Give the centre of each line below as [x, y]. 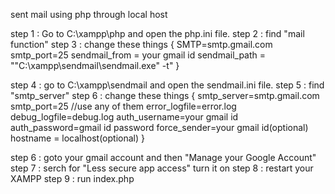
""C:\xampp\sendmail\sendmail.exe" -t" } [95, 65]
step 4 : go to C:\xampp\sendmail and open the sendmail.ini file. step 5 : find [167, 85]
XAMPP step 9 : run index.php [72, 178]
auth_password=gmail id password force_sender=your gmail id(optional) [159, 127]
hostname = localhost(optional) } [77, 138]
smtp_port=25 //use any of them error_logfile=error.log [123, 106]
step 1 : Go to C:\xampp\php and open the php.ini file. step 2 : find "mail [157, 33]
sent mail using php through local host [89, 14]
